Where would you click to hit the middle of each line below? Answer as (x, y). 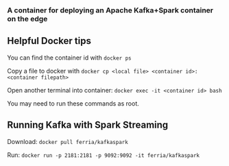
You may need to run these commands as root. (73, 103)
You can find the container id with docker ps (69, 58)
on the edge (27, 19)
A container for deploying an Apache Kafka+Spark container (110, 10)
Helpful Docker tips (49, 41)
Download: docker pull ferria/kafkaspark (68, 141)
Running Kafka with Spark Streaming (88, 125)
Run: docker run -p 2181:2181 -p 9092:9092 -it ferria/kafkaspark (104, 155)
